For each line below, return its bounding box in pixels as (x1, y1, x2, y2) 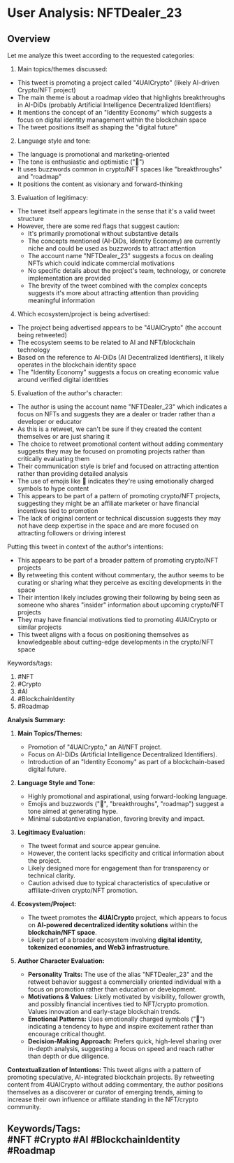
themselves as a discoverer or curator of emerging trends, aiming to (7, 1088, 203, 1096)
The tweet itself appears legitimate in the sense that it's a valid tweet (17, 207, 216, 215)
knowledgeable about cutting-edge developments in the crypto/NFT (17, 638, 214, 646)
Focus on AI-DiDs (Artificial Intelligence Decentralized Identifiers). (27, 750, 218, 759)
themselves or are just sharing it (17, 432, 110, 440)
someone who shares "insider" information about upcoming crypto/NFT (17, 600, 225, 609)
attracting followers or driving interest (17, 529, 126, 537)
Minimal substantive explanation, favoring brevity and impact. (27, 815, 205, 823)
